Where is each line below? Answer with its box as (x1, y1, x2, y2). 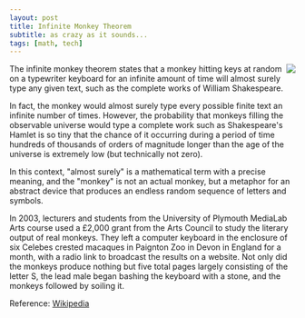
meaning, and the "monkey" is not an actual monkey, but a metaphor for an (9, 176, 290, 187)
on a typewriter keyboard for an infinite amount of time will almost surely (9, 74, 281, 84)
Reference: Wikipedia (9, 298, 90, 309)
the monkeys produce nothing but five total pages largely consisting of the (9, 261, 289, 273)
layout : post (9, 13, 59, 23)
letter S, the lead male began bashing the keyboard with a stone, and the (9, 271, 281, 282)
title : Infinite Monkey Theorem (9, 22, 132, 31)
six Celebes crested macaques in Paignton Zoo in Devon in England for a (9, 242, 281, 253)
